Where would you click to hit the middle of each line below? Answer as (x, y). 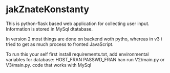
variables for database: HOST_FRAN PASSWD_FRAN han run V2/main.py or (85, 59)
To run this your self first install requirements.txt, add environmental (77, 54)
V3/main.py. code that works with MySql (49, 65)
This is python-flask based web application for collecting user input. (78, 23)
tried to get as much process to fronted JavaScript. (60, 44)
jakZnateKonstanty (48, 9)
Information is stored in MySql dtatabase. (49, 29)
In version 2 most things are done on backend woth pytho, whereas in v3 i (84, 39)
